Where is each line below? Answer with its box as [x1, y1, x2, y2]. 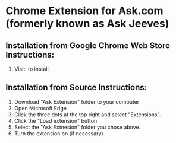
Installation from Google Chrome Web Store [5, 40, 171, 50]
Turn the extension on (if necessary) [14, 129, 103, 137]
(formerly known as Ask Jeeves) [5, 17, 169, 30]
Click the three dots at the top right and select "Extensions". [14, 111, 161, 118]
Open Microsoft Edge [14, 104, 67, 112]
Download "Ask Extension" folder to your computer [14, 98, 140, 105]
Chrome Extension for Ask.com [5, 4, 164, 18]
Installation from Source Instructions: [5, 82, 147, 93]
